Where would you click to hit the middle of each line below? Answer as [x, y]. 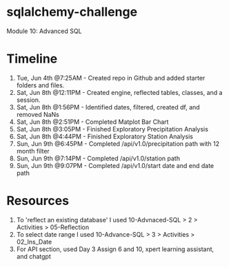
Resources [38, 201]
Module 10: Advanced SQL [44, 31]
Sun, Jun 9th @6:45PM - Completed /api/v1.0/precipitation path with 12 [118, 143]
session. [28, 100]
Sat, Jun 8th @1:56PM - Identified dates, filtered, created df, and [108, 107]
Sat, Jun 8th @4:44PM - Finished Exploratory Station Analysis [105, 136]
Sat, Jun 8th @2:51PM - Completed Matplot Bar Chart [92, 122]
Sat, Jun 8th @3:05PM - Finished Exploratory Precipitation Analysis [112, 129]
